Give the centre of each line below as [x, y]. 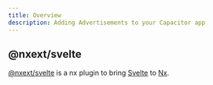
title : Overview [35, 15]
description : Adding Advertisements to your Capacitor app [107, 23]
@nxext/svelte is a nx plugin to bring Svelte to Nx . [89, 73]
